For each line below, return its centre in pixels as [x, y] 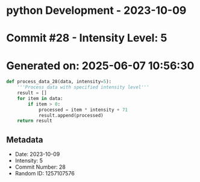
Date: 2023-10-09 [37, 154]
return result [35, 121]
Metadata [25, 140]
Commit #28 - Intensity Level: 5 [87, 38]
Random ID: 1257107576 [45, 174]
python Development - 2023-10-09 [96, 11]
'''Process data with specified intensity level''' [83, 87]
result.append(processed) [71, 115]
